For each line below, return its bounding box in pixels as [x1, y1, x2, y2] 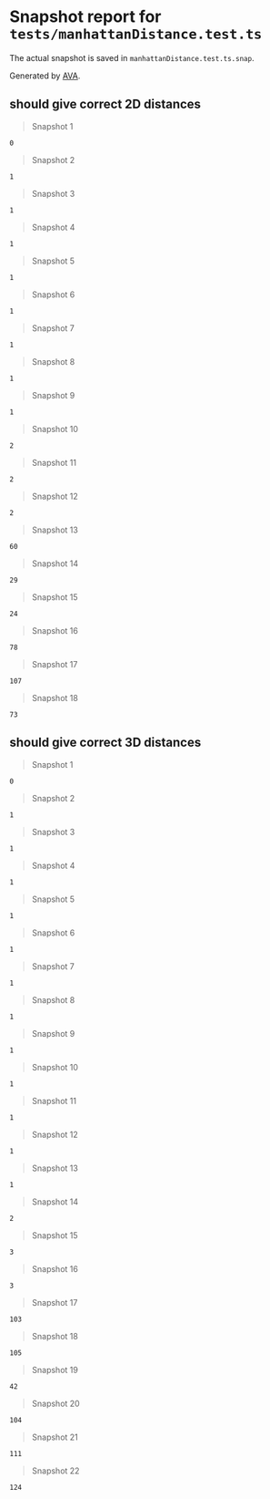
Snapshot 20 [31, 1398, 80, 1409]
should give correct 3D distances [9, 735, 202, 750]
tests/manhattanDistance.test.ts [9, 26, 263, 43]
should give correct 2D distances [9, 97, 202, 112]
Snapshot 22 [31, 1465, 80, 1476]
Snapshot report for [9, 6, 162, 27]
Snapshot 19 [31, 1364, 79, 1375]
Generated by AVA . [9, 70, 81, 81]
